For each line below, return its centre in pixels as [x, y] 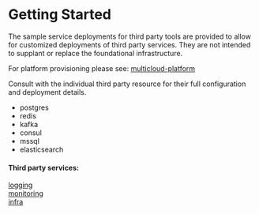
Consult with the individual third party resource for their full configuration [127, 84]
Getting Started [60, 15]
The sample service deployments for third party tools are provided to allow [129, 36]
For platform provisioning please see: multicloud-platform [102, 68]
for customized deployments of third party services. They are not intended [129, 44]
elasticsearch [41, 149]
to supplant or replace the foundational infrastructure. [96, 53]
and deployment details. [47, 92]
